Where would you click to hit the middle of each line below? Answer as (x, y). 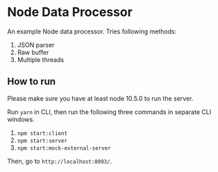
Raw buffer (33, 52)
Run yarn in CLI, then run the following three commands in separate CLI (109, 111)
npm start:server (42, 141)
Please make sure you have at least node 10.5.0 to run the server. (100, 98)
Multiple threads (41, 59)
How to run (32, 82)
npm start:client (42, 133)
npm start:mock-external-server (64, 148)
